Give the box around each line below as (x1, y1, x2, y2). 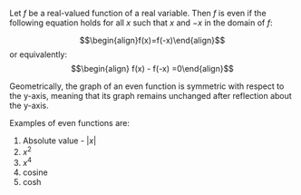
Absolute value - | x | (22, 135, 97, 146)
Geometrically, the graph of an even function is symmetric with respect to (9, 81, 285, 92)
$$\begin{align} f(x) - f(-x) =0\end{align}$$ (71, 63, 234, 73)
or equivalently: (9, 49, 68, 60)
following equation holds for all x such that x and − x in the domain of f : (9, 17, 273, 28)
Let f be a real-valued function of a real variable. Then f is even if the (9, 8, 267, 18)
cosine (22, 167, 48, 178)
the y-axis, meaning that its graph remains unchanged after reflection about (9, 91, 292, 101)
